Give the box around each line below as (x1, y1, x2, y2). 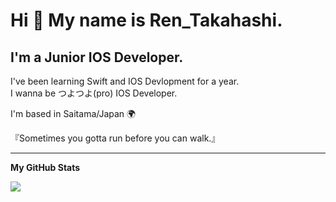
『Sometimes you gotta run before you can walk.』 (10, 132, 221, 144)
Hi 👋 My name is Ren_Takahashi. (10, 9, 283, 32)
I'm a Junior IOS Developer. (10, 49, 184, 66)
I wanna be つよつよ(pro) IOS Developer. (10, 87, 178, 99)
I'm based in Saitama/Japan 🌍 (10, 108, 137, 119)
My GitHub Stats (10, 162, 81, 173)
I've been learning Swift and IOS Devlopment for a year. (10, 75, 240, 87)
